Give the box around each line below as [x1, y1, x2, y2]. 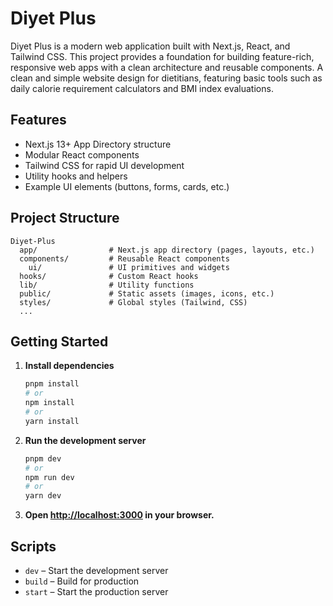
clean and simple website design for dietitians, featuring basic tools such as [10, 72, 323, 84]
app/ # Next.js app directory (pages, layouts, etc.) [19, 245, 315, 255]
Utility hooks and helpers [24, 170, 128, 182]
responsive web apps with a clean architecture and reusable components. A [10, 61, 324, 73]
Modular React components [24, 148, 140, 161]
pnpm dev [24, 453, 62, 464]
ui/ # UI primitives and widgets [28, 262, 230, 272]
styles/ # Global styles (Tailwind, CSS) [19, 297, 248, 307]
